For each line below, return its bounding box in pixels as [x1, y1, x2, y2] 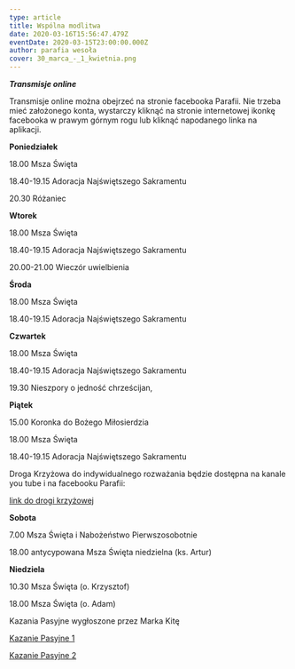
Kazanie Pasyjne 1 [9, 633, 75, 643]
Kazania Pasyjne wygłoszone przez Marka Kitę [9, 616, 180, 626]
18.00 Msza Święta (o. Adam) [9, 599, 117, 609]
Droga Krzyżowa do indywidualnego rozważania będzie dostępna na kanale [9, 468, 286, 479]
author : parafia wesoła [9, 46, 97, 55]
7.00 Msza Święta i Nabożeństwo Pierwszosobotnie [9, 530, 198, 540]
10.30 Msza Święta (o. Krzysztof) [9, 581, 130, 592]
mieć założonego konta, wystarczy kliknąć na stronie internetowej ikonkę [9, 106, 276, 115]
